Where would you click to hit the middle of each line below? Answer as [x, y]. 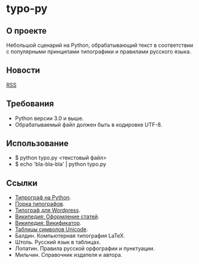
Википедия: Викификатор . [48, 223]
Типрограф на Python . [43, 197]
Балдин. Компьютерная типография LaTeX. [70, 236]
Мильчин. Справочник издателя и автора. [69, 255]
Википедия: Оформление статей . [57, 217]
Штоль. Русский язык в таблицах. [58, 242]
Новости [23, 70]
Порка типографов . [40, 204]
